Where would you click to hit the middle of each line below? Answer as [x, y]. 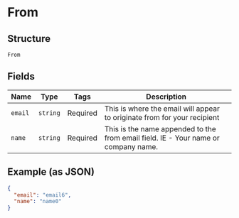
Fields [21, 76]
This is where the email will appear [162, 109]
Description [166, 97]
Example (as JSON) [51, 172]
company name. [131, 146]
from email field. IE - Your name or [162, 138]
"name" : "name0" [38, 202]
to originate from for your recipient [162, 117]
